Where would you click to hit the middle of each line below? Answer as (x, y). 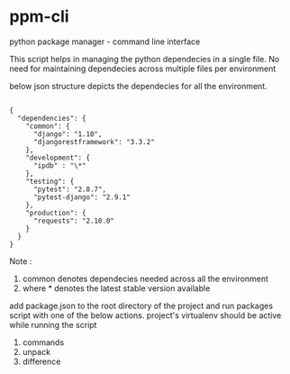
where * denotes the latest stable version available (116, 288)
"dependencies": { (52, 118)
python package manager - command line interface (105, 41)
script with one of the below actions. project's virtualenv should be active (145, 315)
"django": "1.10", (68, 134)
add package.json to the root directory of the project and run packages (141, 306)
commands (43, 342)
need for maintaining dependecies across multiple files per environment (143, 68)
